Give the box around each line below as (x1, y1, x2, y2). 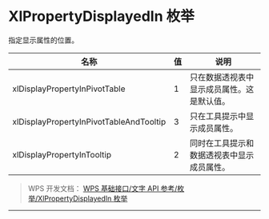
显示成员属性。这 (189, 83, 255, 94)
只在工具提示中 (189, 110, 247, 121)
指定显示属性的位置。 (8, 35, 78, 45)
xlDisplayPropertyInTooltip (12, 149, 112, 160)
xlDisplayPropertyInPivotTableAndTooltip (12, 116, 167, 127)
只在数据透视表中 (189, 71, 255, 82)
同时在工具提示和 (189, 137, 255, 149)
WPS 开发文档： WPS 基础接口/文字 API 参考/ (27, 183, 178, 193)
